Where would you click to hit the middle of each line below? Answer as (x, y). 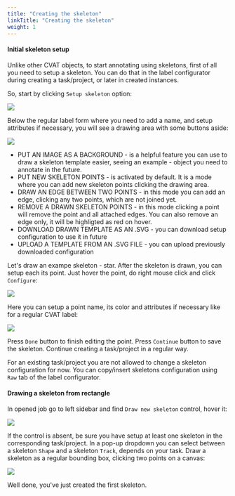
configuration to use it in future (62, 237)
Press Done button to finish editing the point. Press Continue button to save (114, 341)
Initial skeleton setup (39, 49)
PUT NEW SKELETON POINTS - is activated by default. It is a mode (114, 177)
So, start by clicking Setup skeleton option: (69, 93)
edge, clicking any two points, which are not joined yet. (97, 199)
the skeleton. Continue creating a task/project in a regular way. (98, 348)
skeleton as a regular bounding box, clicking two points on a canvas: (106, 458)
